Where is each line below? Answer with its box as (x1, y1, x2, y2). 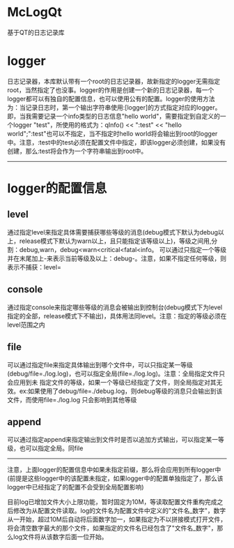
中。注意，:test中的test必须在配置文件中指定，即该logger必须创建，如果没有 (7, 138, 226, 147)
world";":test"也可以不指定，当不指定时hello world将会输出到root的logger (7, 129, 218, 138)
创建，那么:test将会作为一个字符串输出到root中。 (7, 147, 148, 155)
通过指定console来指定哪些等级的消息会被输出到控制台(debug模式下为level (7, 303, 223, 311)
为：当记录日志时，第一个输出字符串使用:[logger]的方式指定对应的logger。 (7, 103, 221, 112)
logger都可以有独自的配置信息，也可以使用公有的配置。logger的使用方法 (7, 94, 215, 103)
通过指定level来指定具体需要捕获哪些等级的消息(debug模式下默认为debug (7, 228, 218, 236)
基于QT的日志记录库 (7, 28, 65, 36)
